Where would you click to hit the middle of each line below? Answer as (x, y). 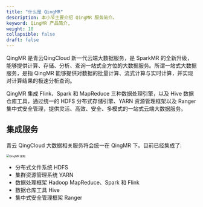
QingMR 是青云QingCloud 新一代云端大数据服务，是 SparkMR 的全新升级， (99, 58)
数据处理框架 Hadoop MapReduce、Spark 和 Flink (77, 182)
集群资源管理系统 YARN (44, 175)
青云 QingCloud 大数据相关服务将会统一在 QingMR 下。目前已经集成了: (94, 145)
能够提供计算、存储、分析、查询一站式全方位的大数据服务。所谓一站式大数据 (101, 65)
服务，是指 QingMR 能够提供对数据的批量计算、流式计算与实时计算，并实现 (100, 73)
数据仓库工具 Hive (37, 190)
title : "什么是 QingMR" (35, 12)
